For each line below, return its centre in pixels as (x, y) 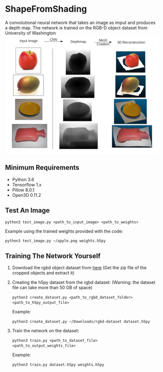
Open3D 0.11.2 (27, 195)
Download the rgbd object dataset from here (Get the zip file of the (79, 268)
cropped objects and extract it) (43, 273)
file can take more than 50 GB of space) (52, 288)
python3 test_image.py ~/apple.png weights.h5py (55, 241)
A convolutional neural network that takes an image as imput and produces (80, 23)
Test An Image (28, 210)
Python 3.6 (23, 179)
